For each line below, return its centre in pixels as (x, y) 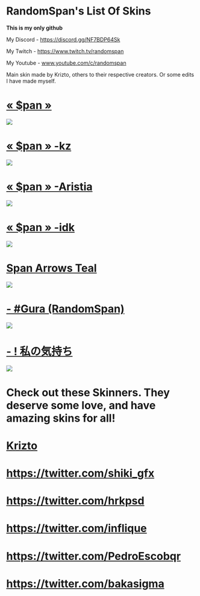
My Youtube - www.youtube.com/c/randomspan (66, 63)
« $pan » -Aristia (49, 187)
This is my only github (35, 28)
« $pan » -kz (39, 146)
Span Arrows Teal (52, 268)
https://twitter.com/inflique (77, 528)
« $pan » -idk (41, 227)
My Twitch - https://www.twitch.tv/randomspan (65, 51)
